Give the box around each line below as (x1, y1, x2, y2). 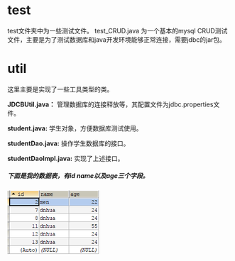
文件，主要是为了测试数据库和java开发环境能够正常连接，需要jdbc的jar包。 (7, 35, 226, 44)
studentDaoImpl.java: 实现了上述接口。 (7, 154, 124, 162)
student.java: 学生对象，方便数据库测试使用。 (7, 123, 143, 133)
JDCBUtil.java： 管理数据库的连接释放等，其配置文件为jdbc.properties (7, 100, 214, 109)
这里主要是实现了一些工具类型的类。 (7, 84, 114, 94)
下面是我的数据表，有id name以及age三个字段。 (7, 172, 149, 180)
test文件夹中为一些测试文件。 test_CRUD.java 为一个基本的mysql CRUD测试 (7, 26, 228, 35)
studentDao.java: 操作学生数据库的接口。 (7, 139, 130, 148)
